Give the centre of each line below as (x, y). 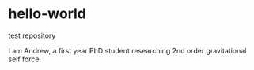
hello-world (47, 14)
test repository (32, 35)
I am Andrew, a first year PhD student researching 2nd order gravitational (127, 50)
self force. (25, 59)
